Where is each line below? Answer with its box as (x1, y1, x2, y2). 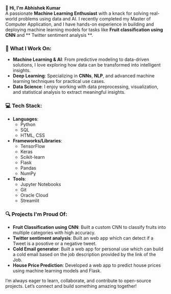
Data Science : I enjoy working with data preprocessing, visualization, (12, 83, 159, 90)
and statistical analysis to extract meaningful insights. (12, 89, 126, 95)
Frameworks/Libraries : (12, 137, 62, 143)
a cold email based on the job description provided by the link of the (12, 251, 156, 257)
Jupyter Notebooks (20, 181, 61, 187)
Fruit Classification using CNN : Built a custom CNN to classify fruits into (12, 224, 166, 230)
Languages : (12, 116, 39, 122)
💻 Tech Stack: (5, 102, 42, 110)
